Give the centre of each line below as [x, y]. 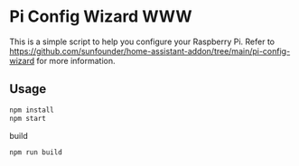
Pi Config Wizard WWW [101, 17]
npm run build [36, 152]
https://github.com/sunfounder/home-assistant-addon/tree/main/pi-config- [150, 51]
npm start [28, 118]
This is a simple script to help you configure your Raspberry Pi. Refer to [142, 41]
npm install [32, 110]
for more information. [76, 60]
